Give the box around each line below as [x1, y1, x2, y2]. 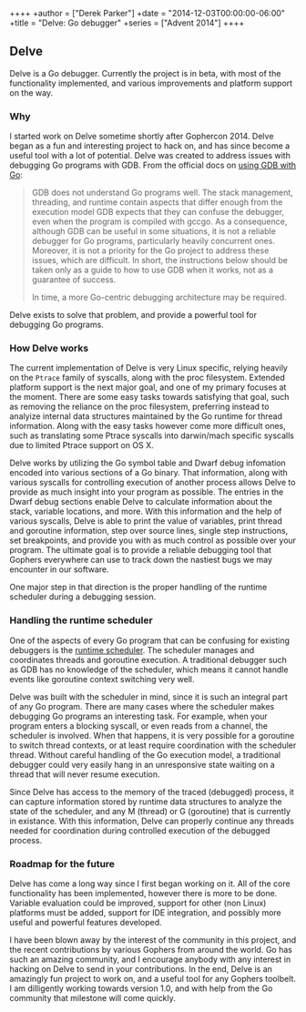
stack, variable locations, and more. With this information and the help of [9, 506, 282, 517]
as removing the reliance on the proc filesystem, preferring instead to [9, 401, 270, 413]
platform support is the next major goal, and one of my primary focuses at [9, 382, 287, 393]
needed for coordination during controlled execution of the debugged [9, 824, 270, 836]
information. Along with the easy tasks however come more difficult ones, [9, 421, 286, 432]
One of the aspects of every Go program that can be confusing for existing [9, 635, 290, 646]
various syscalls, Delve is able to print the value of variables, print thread [9, 516, 282, 526]
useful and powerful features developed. [9, 917, 162, 927]
